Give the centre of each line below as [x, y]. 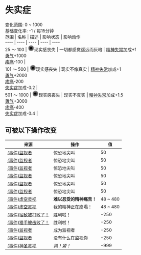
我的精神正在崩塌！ [72, 207]
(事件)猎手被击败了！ [28, 222]
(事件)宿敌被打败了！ [28, 215]
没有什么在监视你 [70, 238]
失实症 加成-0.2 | [22, 87]
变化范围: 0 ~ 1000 [24, 25]
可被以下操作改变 [31, 130]
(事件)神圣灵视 [22, 246]
